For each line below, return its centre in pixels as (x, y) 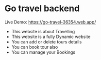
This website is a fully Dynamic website (51, 37)
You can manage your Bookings (43, 52)
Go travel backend (42, 9)
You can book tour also (35, 47)
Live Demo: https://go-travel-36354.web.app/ (50, 22)
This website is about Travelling (43, 31)
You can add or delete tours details (47, 41)
